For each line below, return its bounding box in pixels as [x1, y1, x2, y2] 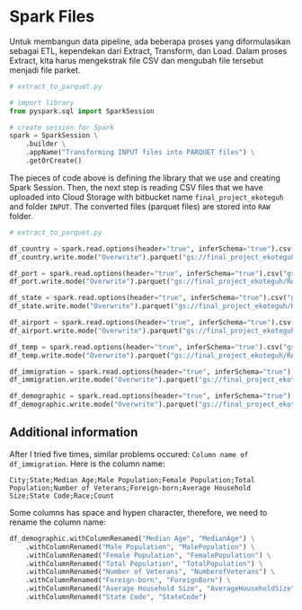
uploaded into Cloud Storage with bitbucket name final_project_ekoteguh [9, 191, 284, 202]
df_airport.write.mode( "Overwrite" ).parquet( [9, 326, 182, 335]
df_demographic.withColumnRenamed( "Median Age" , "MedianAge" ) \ [9, 534, 255, 543]
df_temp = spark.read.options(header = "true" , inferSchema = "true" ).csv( [9, 342, 283, 351]
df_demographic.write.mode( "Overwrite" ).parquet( [9, 400, 200, 410]
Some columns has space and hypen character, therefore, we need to [9, 507, 268, 517]
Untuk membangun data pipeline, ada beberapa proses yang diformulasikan [9, 36, 291, 47]
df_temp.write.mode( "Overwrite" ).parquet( [9, 350, 171, 360]
